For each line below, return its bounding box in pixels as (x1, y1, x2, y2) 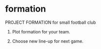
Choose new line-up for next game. (12, 38, 84, 44)
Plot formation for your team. (12, 29, 71, 34)
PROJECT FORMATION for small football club (5, 19, 96, 25)
